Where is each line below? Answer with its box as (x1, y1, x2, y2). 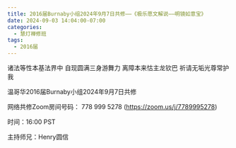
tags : (7, 37, 23, 44)
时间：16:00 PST (7, 118, 56, 126)
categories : (7, 23, 42, 30)
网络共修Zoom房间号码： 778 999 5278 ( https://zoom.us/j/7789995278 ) (7, 103, 218, 110)
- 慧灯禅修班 (13, 30, 47, 38)
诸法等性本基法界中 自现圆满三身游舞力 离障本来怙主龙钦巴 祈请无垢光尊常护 (7, 64, 230, 72)
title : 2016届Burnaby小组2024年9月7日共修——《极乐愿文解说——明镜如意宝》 (7, 10, 207, 18)
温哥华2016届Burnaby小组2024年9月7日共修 (7, 88, 137, 96)
